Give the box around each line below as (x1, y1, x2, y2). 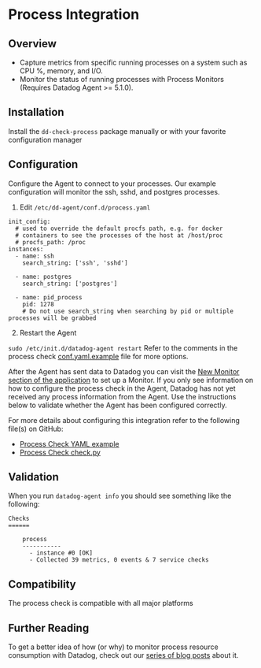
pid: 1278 (22, 300, 55, 308)
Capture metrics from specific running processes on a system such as (19, 58, 248, 67)
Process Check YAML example (19, 439, 119, 448)
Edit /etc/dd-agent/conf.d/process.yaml (19, 202, 151, 212)
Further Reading (8, 621, 90, 635)
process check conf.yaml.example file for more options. (8, 351, 189, 361)
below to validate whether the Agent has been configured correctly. (8, 400, 227, 410)
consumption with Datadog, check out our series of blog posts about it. (8, 651, 239, 660)
